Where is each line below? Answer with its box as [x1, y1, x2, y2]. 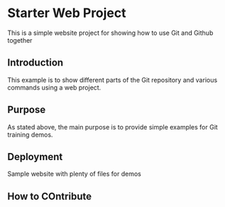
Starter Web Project [7, 5, 126, 21]
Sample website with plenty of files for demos [7, 169, 142, 179]
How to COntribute [7, 190, 92, 202]
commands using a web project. [7, 83, 101, 92]
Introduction [7, 57, 64, 69]
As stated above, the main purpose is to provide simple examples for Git [7, 122, 218, 131]
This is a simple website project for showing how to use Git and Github [7, 28, 214, 37]
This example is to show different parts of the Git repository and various [7, 75, 218, 84]
